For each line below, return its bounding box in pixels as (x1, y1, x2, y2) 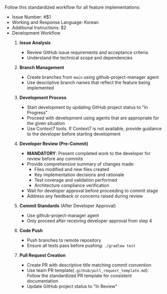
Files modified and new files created (34, 167, 109, 172)
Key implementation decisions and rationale (34, 172, 124, 178)
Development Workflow (11, 30, 60, 36)
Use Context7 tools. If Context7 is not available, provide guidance (26, 125, 162, 131)
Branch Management (19, 65, 64, 70)
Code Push (19, 228, 43, 233)
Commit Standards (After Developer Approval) (19, 203, 116, 209)
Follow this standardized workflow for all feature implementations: (4, 5, 140, 10)
